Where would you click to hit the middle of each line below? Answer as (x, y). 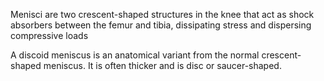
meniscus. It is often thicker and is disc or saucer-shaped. (162, 65)
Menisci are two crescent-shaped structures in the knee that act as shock (162, 14)
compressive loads (49, 35)
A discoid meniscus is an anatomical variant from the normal (135, 55)
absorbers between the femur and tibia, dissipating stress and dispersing (161, 25)
